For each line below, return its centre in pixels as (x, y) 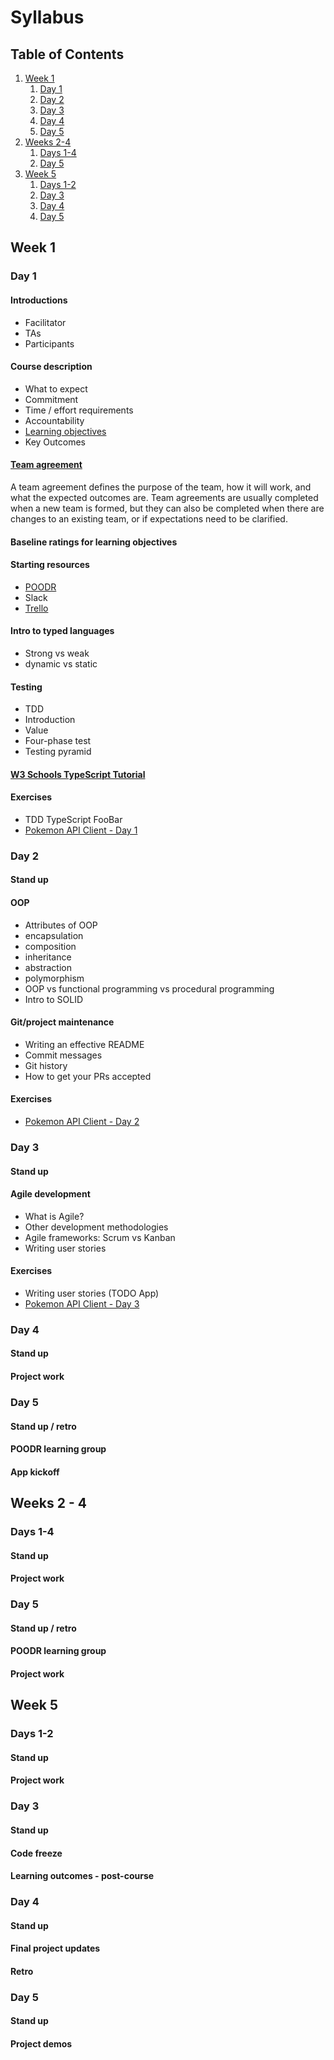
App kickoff (35, 1472)
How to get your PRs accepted (88, 1076)
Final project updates (55, 1948)
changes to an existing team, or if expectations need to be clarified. (149, 518)
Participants (49, 343)
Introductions (39, 300)
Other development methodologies (96, 1227)
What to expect (56, 388)
